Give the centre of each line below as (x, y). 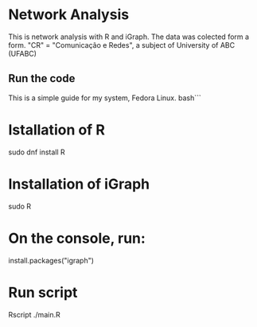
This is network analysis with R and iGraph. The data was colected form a (128, 37)
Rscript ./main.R (35, 314)
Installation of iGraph (79, 184)
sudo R (20, 206)
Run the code (42, 78)
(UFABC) (23, 53)
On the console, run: (77, 238)
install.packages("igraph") (51, 260)
